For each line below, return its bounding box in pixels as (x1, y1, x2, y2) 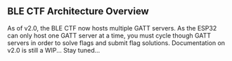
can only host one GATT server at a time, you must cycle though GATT (7, 31, 212, 40)
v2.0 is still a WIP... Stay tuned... (7, 46, 101, 54)
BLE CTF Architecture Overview (7, 6, 149, 17)
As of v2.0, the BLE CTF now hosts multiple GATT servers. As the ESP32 (7, 24, 217, 32)
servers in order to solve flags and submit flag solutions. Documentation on (7, 38, 226, 47)
